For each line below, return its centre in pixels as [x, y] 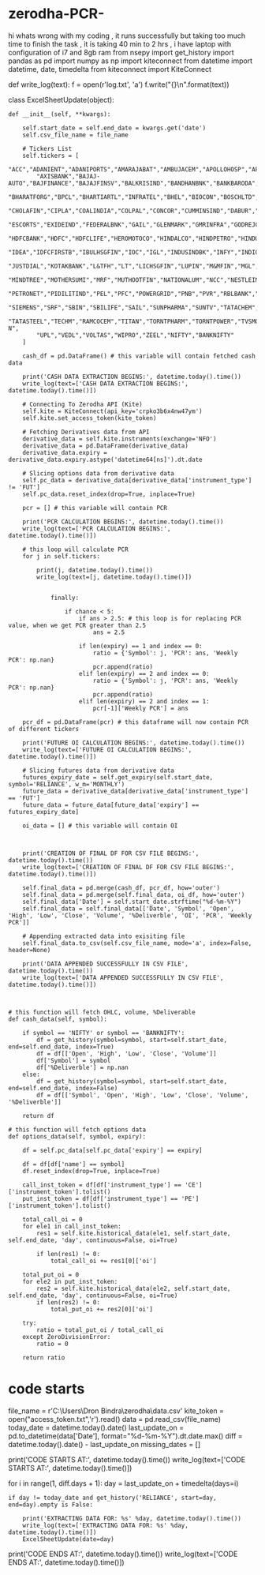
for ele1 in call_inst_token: [72, 1226]
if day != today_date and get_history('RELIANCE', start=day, [112, 1498]
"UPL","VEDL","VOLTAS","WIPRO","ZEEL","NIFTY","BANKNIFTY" [136, 335]
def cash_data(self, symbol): [58, 1019]
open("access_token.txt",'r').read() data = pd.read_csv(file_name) [115, 1419]
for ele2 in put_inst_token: [70, 1281]
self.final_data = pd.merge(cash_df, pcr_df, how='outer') [121, 888]
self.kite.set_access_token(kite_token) [90, 418]
